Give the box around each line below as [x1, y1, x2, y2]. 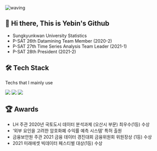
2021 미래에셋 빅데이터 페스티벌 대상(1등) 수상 [12, 140, 103, 146]
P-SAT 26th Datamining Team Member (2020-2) [12, 38, 112, 44]
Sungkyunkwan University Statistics [12, 33, 87, 39]
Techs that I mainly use [5, 79, 53, 85]
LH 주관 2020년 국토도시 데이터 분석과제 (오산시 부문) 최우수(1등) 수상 [12, 121, 150, 127]
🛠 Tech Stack [5, 64, 49, 72]
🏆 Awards [5, 105, 39, 114]
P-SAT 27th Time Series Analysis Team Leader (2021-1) [12, 43, 127, 49]
